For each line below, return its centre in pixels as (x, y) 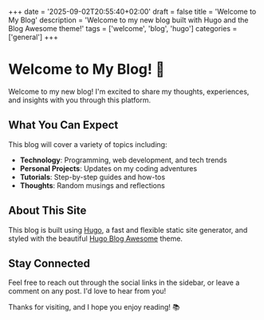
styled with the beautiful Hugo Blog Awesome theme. (96, 238)
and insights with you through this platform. (80, 100)
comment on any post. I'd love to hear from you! (87, 291)
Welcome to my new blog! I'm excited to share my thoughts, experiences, (129, 91)
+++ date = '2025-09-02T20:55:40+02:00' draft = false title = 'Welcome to (132, 12)
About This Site (47, 211)
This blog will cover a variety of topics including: (88, 144)
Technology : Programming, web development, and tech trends (123, 160)
